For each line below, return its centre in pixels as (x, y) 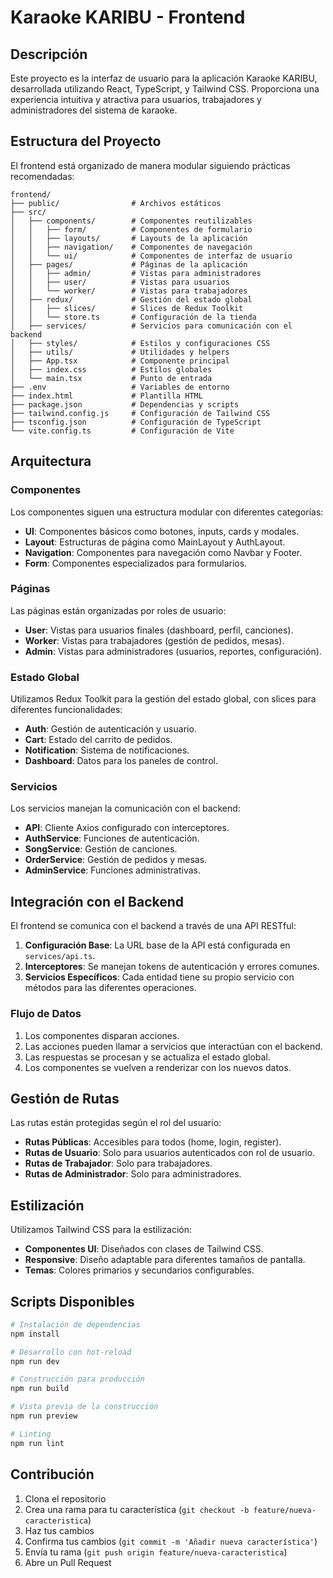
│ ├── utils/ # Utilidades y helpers (120, 352)
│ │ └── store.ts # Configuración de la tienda (133, 317)
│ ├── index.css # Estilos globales (111, 369)
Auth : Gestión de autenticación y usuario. (110, 729)
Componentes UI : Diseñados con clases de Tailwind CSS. (144, 1249)
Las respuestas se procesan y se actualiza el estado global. (147, 1057)
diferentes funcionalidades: (66, 710)
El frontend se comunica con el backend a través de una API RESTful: (153, 926)
